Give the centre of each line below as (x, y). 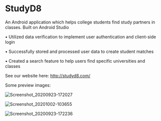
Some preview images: (28, 85)
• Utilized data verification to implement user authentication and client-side (80, 37)
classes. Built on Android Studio (37, 27)
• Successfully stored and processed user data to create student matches (79, 51)
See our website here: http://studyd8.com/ (48, 75)
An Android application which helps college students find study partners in (80, 22)
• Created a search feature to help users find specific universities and (75, 61)
